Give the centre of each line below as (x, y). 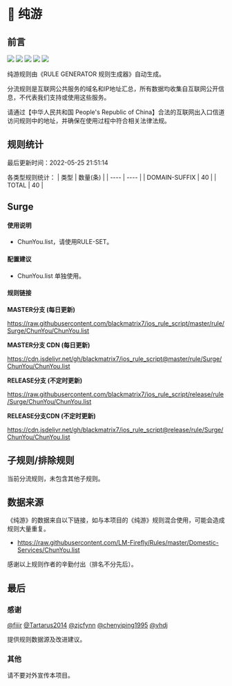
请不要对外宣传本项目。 (40, 676)
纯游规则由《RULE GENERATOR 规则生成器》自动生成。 (86, 74)
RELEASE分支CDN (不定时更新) (52, 416)
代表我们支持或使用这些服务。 (68, 97)
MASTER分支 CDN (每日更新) (49, 345)
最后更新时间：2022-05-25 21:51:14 (58, 163)
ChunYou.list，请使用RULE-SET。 (65, 242)
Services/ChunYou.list (49, 550)
